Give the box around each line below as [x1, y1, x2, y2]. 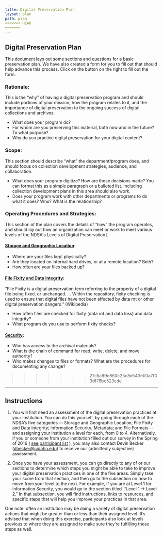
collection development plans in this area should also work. [12, 188, 131, 194]
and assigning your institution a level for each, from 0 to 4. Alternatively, [12, 430, 156, 436]
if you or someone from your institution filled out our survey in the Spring [12, 435, 158, 441]
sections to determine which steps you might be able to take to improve [12, 465, 155, 471]
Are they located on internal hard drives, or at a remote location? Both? [12, 259, 154, 265]
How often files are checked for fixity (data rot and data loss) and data [12, 311, 153, 317]
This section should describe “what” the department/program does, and [5, 158, 149, 164]
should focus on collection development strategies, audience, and [5, 163, 137, 169]
